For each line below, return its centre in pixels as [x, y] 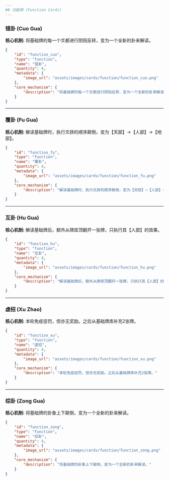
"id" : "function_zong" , [39, 427]
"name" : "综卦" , [30, 436]
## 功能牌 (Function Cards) [33, 10]
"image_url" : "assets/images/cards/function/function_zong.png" [92, 451]
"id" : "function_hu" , [37, 244]
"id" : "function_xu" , [37, 335]
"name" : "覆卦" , [30, 162]
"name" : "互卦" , [30, 253]
